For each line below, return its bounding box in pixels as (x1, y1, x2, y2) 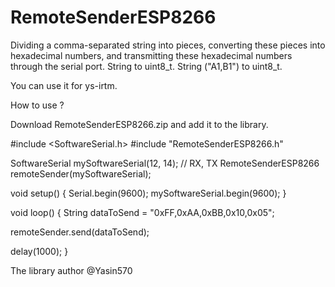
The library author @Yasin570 (10, 264, 133, 276)
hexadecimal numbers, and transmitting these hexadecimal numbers (10, 49, 293, 61)
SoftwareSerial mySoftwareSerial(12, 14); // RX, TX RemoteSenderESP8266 (10, 157, 320, 169)
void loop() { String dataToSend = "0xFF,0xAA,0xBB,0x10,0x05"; (10, 206, 275, 218)
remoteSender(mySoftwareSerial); (10, 167, 152, 180)
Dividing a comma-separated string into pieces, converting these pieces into (10, 39, 326, 51)
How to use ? (10, 99, 65, 111)
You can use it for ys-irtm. (10, 79, 118, 91)
